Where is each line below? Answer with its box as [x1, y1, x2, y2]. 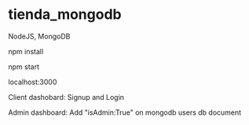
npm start [8, 61, 40, 72]
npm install [8, 46, 44, 56]
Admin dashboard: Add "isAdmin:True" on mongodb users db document [8, 108, 242, 117]
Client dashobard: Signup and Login [8, 92, 124, 101]
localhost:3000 [8, 77, 57, 86]
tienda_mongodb [8, 6, 122, 24]
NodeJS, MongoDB [8, 31, 71, 41]
